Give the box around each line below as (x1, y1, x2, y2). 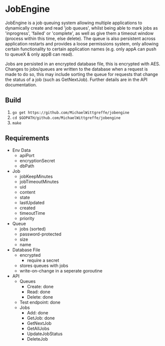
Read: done (27, 289, 51, 295)
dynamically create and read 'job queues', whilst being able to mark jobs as (5, 25, 158, 31)
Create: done (27, 283, 54, 289)
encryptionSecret (19, 157, 55, 163)
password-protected (19, 231, 62, 237)
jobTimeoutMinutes (19, 179, 59, 185)
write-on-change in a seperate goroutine (19, 268, 102, 273)
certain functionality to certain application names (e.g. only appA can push (5, 46, 157, 52)
